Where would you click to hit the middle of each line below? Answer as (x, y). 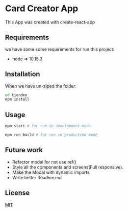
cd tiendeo (16, 95)
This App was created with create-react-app (50, 22)
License (17, 193)
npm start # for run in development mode (48, 126)
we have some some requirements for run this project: (60, 49)
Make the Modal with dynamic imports (51, 172)
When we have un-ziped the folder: (41, 86)
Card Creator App (42, 9)
